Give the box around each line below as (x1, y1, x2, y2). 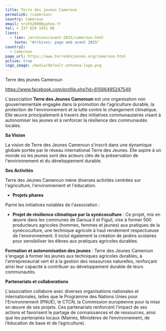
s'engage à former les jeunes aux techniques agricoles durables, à (5, 253, 142, 259)
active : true (5, 58, 32, 63)
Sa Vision (5, 132, 25, 138)
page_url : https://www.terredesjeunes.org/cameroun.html (5, 53, 126, 59)
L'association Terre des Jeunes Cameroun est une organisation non (5, 96, 146, 102)
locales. (5, 123, 21, 129)
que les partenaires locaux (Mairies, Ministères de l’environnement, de (5, 315, 150, 321)
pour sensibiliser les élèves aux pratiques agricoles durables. (12, 238, 138, 244)
